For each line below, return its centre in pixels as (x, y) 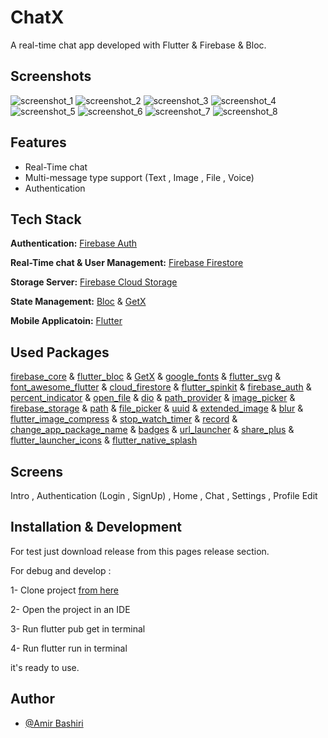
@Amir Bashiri (54, 723)
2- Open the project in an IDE (70, 609)
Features (38, 142)
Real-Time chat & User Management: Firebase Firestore (127, 263)
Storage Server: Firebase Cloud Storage (94, 282)
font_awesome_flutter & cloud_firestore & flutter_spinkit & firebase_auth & (161, 387)
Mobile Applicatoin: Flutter (66, 321)
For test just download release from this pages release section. (140, 551)
